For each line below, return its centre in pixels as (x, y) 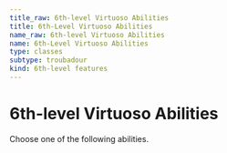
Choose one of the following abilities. (79, 138)
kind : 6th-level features (58, 69)
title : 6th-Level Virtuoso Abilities (81, 26)
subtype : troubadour (49, 60)
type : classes (36, 52)
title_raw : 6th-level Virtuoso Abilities (89, 18)
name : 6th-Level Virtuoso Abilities (79, 43)
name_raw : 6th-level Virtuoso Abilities (88, 35)
